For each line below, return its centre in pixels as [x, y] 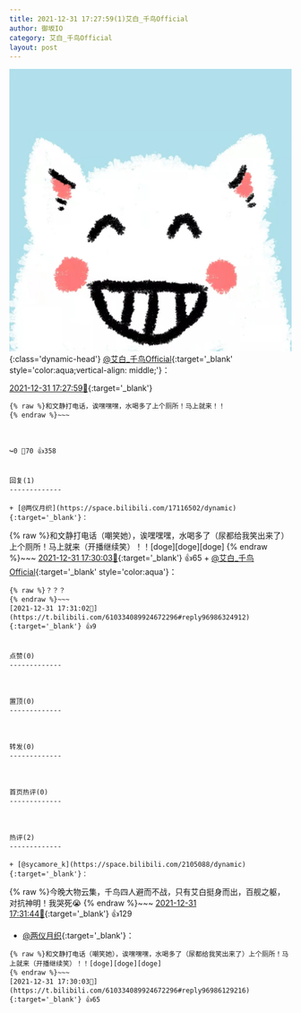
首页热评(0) [29, 792]
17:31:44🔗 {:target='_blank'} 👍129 [71, 913]
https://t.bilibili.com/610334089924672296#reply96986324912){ [130, 618]
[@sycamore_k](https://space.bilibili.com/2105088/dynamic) [132, 865]
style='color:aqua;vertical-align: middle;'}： [90, 370]
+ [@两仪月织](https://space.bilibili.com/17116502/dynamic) [123, 508]
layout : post [34, 48]
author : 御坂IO [36, 28]
